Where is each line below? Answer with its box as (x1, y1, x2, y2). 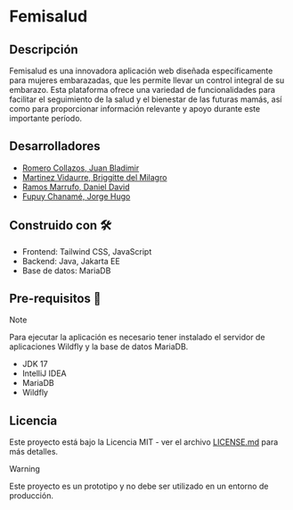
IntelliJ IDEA (21, 368, 67, 379)
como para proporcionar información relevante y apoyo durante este (9, 104, 261, 113)
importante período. (9, 113, 83, 123)
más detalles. (9, 447, 59, 457)
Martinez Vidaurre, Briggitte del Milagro (21, 171, 167, 182)
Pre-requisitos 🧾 (9, 291, 102, 306)
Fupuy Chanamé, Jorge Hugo (21, 190, 131, 202)
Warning (9, 464, 40, 474)
